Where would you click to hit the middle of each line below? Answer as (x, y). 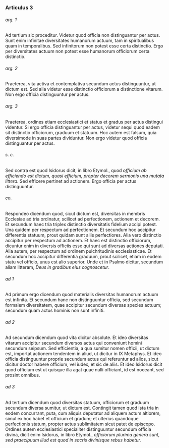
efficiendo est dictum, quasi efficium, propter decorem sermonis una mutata (85, 176)
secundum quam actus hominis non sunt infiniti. (55, 311)
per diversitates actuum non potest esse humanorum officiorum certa (77, 51)
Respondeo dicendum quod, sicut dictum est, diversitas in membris (75, 213)
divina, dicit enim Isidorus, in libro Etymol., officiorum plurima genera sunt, (82, 434)
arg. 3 (11, 106)
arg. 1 (11, 20)
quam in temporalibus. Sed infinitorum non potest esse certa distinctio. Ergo (84, 46)
